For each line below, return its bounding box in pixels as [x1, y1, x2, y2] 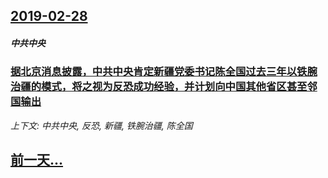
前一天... [10, 152, 64, 169]
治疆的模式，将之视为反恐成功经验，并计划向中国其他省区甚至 [10, 80, 308, 94]
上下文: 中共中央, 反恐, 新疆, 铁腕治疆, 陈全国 [10, 119, 193, 131]
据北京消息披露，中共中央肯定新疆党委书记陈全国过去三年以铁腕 [10, 65, 318, 79]
